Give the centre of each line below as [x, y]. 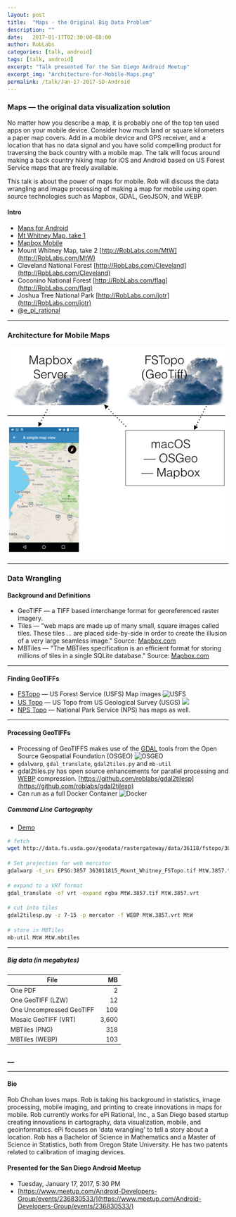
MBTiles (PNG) [32, 1030]
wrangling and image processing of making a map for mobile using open [112, 189]
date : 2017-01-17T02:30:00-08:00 [59, 37]
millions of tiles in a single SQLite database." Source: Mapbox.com [113, 656]
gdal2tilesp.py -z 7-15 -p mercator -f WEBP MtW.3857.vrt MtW [100, 915]
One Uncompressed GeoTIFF [52, 1010]
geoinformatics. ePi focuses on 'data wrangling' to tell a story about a [108, 1129]
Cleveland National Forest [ [57, 265]
